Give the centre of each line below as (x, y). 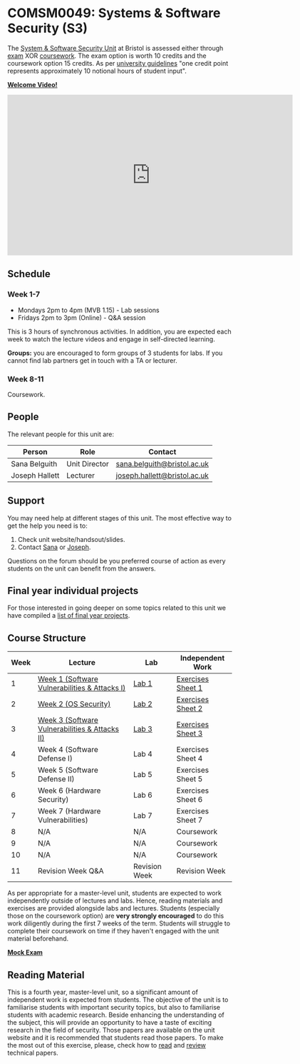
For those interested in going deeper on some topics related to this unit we (117, 608)
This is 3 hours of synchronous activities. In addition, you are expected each (119, 331)
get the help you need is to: (47, 526)
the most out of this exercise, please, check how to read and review (107, 1045)
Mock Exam (25, 953)
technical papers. (33, 1053)
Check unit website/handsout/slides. (71, 539)
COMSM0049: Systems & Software (114, 13)
